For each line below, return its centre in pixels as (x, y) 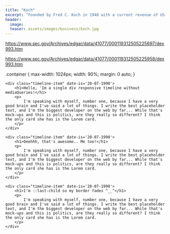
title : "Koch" (20, 10)
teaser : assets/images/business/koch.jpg (54, 29)
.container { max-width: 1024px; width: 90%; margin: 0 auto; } (70, 74)
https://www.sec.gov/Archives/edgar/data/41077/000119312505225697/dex (85, 43)
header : (13, 19)
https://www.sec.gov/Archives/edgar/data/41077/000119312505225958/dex (85, 59)
